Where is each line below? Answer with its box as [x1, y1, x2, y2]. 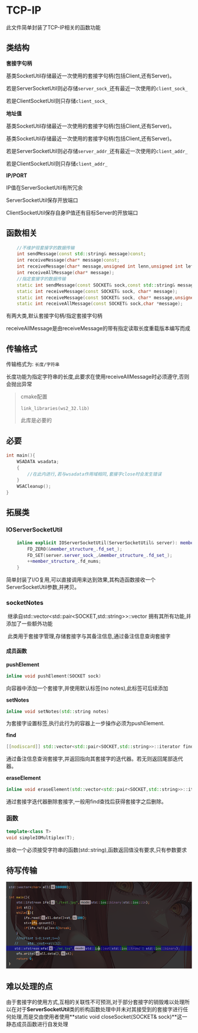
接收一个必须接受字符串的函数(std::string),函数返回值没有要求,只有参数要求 [6, 846, 187, 853]
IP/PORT [6, 172, 28, 179]
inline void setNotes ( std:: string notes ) [6, 708, 110, 715]
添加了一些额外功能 [6, 620, 53, 627]
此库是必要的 [20, 417, 52, 424]
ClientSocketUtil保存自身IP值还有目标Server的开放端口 [6, 209, 138, 216]
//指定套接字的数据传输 [16, 276, 66, 282]
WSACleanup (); [16, 484, 51, 490]
